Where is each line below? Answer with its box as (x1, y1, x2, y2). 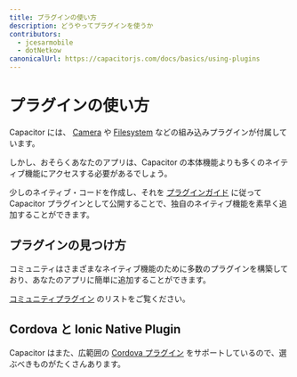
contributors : (9, 29, 62, 38)
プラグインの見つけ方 (9, 238, 126, 253)
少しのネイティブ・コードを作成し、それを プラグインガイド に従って (9, 186, 262, 197)
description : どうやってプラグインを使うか (9, 21, 154, 30)
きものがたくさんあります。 (24, 358, 126, 369)
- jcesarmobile (17, 37, 74, 47)
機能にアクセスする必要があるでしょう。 (24, 168, 173, 178)
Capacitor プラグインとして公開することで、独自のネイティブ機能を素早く (9, 198, 280, 209)
